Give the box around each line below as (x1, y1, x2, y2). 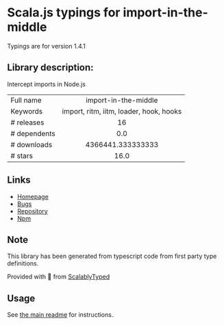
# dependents (10, 129, 56, 138)
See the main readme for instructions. (7, 311, 114, 319)
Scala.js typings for (7, 5, 121, 21)
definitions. (7, 259, 39, 268)
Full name (10, 95, 42, 105)
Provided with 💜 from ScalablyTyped (7, 272, 110, 281)
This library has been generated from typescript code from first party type (7, 252, 217, 261)
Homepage (16, 192, 49, 200)
